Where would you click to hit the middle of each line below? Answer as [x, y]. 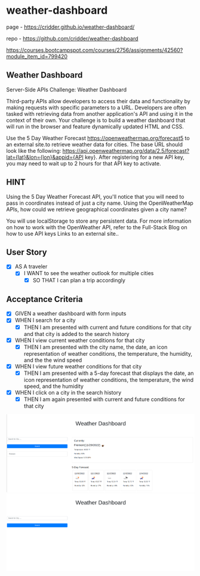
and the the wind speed [53, 360]
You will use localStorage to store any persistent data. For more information [99, 221]
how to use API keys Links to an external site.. [63, 233]
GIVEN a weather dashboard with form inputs [70, 313]
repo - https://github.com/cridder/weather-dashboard [72, 38]
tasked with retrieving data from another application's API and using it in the [99, 113]
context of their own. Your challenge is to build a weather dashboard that [96, 120]
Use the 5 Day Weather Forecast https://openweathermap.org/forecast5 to [98, 138]
